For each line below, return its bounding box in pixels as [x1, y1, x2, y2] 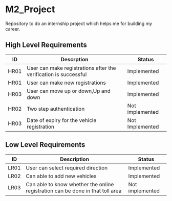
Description [59, 156, 90, 163]
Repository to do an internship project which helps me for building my [5, 20, 153, 27]
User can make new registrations [26, 79, 106, 86]
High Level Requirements [5, 41, 87, 49]
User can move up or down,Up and [26, 87, 111, 94]
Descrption [60, 56, 89, 63]
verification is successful [26, 70, 87, 78]
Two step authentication [26, 105, 85, 112]
